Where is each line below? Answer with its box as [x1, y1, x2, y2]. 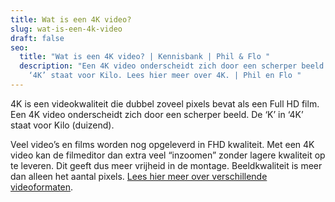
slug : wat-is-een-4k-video [10, 24, 123, 34]
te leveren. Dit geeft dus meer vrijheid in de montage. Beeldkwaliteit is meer [10, 159, 323, 171]
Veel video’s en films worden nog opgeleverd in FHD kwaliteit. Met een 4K [10, 138, 315, 150]
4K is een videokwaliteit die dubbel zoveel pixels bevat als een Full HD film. [10, 97, 320, 110]
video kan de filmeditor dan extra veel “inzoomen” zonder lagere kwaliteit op [10, 149, 326, 161]
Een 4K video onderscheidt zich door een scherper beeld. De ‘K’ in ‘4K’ [10, 108, 304, 120]
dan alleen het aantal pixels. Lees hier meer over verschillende [10, 170, 268, 182]
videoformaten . [10, 181, 74, 193]
